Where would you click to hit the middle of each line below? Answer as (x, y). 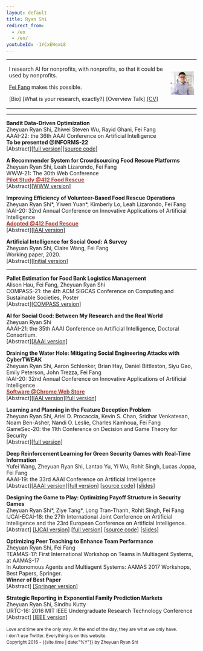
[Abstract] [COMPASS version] (44, 304)
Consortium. (22, 335)
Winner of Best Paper (34, 580)
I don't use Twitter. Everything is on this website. (56, 636)
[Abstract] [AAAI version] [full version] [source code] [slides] (81, 486)
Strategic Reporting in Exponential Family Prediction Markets (85, 598)
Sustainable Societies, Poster (43, 298)
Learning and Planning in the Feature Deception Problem (79, 410)
